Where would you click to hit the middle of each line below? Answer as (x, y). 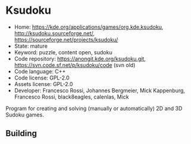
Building (21, 134)
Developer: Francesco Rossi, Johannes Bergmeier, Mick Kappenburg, (100, 90)
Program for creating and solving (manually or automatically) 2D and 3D (94, 108)
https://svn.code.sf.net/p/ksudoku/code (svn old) (75, 65)
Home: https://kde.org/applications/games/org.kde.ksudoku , (89, 27)
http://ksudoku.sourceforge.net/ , (54, 33)
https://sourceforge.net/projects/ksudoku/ (66, 39)
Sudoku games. (25, 115)
